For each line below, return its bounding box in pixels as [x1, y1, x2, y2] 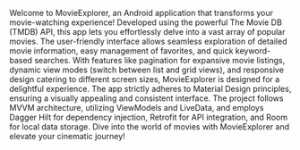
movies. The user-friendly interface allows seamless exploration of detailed [9, 36, 287, 46]
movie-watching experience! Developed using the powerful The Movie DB [9, 17, 282, 28]
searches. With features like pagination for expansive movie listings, [34, 55, 286, 65]
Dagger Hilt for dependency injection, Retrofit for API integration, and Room [9, 112, 288, 122]
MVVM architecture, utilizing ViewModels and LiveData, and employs [9, 103, 264, 112]
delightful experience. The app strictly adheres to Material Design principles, [9, 84, 292, 94]
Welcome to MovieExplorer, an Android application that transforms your [9, 8, 273, 18]
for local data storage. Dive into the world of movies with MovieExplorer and [9, 121, 290, 132]
